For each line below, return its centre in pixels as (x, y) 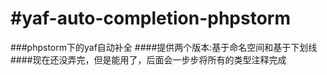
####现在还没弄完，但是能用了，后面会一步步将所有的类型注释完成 (148, 59)
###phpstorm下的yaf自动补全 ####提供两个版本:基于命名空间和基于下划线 (164, 47)
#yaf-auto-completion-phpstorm (150, 18)
